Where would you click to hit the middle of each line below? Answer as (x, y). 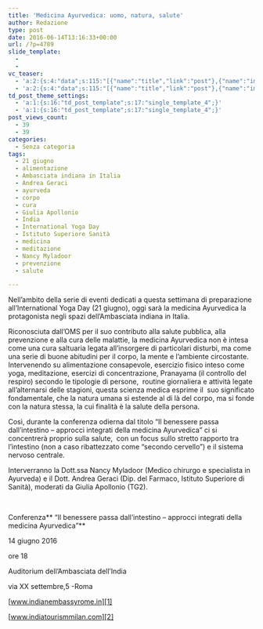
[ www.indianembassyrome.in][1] (60, 602)
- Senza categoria (45, 147)
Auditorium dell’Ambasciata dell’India (67, 571)
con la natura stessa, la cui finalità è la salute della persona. (104, 407)
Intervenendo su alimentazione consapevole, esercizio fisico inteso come (126, 365)
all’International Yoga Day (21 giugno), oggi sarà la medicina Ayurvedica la (127, 308)
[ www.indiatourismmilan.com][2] (61, 617)
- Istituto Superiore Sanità (63, 235)
